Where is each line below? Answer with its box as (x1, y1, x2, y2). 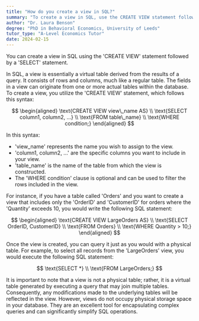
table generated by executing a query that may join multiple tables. (6, 283, 169, 289)
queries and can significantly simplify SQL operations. (6, 308, 138, 315)
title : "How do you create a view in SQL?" (6, 8, 115, 15)
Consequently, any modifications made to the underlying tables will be (6, 289, 178, 296)
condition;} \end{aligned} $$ (65, 120, 134, 127)
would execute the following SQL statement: (6, 253, 114, 260)
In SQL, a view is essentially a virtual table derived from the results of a (6, 71, 179, 77)
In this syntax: (6, 131, 40, 139)
